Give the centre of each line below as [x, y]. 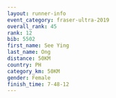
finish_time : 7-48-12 [38, 84]
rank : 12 [20, 33]
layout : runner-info [37, 13]
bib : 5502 [21, 39]
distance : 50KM [29, 59]
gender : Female [29, 78]
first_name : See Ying [38, 46]
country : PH [24, 65]
